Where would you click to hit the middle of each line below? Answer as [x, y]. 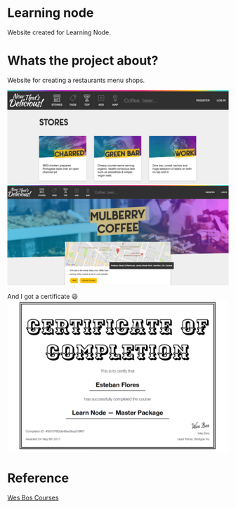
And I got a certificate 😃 [43, 297]
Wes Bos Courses [33, 497]
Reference [38, 478]
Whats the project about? [83, 61]
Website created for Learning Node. [59, 32]
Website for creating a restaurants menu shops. [76, 80]
